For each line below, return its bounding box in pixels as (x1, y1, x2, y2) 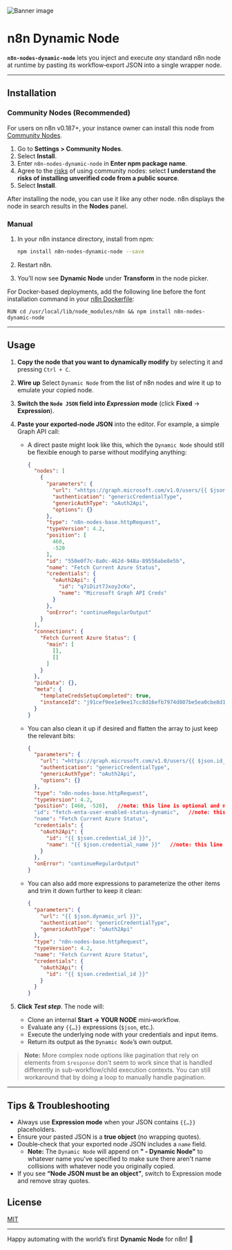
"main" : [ (46, 641, 75, 648)
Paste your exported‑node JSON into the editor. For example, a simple (17, 420, 220, 428)
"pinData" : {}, (33, 680, 78, 686)
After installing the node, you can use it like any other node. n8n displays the (7, 194, 225, 203)
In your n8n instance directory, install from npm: (17, 235, 154, 243)
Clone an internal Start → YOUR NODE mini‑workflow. (27, 1016, 181, 1024)
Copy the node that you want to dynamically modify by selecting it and (17, 358, 223, 366)
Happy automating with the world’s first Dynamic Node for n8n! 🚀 (7, 1235, 193, 1243)
